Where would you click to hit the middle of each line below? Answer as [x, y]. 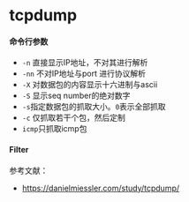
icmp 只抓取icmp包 [54, 129]
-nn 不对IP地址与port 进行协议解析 [83, 74]
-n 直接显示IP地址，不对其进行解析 [85, 63]
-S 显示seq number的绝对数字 [76, 96]
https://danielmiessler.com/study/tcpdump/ [101, 188]
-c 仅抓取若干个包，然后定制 [74, 118]
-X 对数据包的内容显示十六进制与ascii [90, 85]
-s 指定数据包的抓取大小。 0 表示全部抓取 [94, 107]
